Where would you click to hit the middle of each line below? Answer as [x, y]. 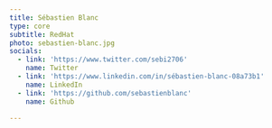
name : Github [50, 101]
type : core [30, 26]
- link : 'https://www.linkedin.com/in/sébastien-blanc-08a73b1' [141, 77]
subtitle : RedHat [42, 34]
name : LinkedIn [54, 85]
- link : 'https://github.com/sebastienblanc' [105, 93]
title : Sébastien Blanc [54, 18]
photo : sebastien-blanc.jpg [62, 43]
